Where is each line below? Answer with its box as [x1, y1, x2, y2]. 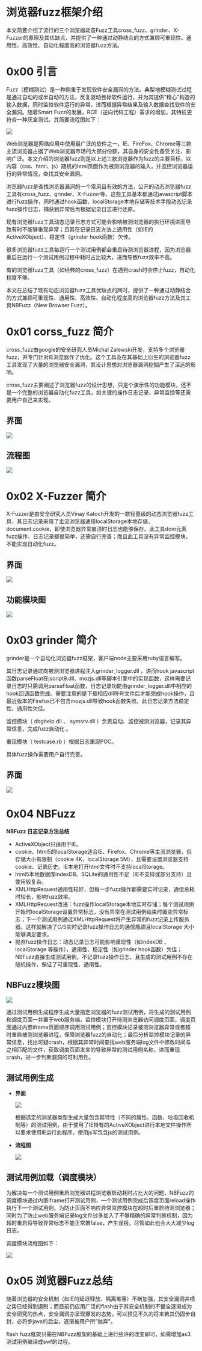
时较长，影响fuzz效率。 [14, 893, 74, 900]
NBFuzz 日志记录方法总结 [6, 827, 70, 835]
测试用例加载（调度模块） [6, 1172, 101, 1182]
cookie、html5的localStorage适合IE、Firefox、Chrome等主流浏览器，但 [14, 848, 192, 855]
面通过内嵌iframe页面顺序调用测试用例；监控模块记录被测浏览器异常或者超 [6, 1023, 191, 1031]
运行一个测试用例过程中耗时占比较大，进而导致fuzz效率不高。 [22, 253, 176, 260]
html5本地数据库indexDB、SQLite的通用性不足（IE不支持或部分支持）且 [14, 870, 192, 878]
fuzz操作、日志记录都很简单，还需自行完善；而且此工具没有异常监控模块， [6, 533, 191, 540]
